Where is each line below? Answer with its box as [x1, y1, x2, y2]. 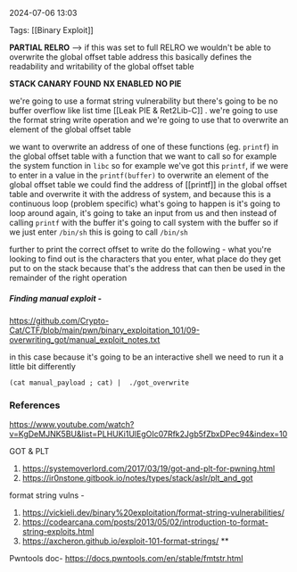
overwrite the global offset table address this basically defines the [9, 52, 252, 62]
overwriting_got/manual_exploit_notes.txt [9, 334, 161, 344]
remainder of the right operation [9, 272, 128, 283]
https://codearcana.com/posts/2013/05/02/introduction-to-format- [21, 517, 269, 527]
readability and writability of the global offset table [9, 62, 194, 71]
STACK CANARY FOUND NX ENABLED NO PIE [9, 79, 182, 88]
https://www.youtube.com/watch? [9, 419, 135, 430]
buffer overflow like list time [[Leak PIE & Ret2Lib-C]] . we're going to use [9, 105, 278, 115]
